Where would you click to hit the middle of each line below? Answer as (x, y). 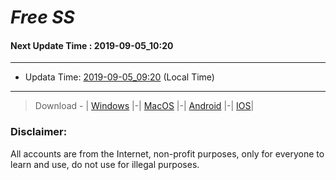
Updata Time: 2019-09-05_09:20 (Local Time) (119, 77)
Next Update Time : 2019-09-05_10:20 (92, 45)
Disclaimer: (39, 132)
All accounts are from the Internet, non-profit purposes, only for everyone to (167, 153)
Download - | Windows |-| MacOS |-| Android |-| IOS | (144, 106)
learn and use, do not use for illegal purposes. (105, 164)
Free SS (42, 17)
